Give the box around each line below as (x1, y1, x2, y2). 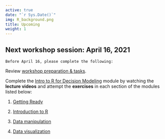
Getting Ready (12, 98, 44, 105)
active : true (5, 7, 33, 13)
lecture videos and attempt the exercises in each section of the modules (5, 83, 160, 89)
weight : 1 (5, 27, 27, 32)
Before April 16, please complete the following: (5, 59, 114, 64)
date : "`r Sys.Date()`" (5, 12, 56, 17)
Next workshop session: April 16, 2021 (5, 45, 131, 54)
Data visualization (12, 128, 51, 134)
